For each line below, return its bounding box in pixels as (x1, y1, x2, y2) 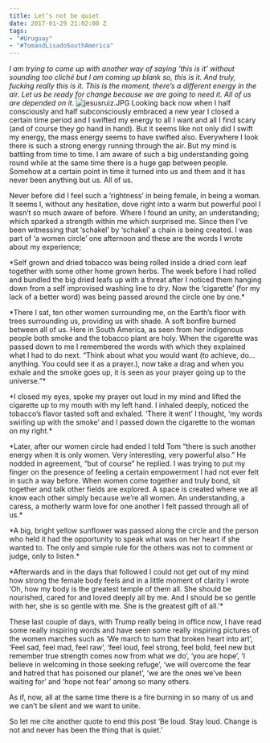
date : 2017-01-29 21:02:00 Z (9, 19, 107, 27)
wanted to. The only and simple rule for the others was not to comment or (9, 543, 254, 553)
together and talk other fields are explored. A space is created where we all (9, 484, 258, 494)
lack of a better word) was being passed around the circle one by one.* (9, 292, 246, 302)
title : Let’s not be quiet (9, 11, 100, 20)
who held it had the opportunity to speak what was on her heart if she (9, 534, 240, 544)
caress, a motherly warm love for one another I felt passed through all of (9, 501, 249, 512)
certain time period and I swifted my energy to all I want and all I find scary (9, 115, 256, 125)
